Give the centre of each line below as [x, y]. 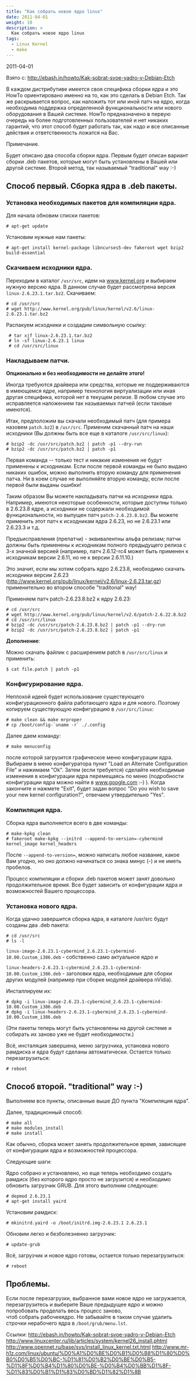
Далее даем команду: [34, 736]
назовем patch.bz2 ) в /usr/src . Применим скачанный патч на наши [90, 427]
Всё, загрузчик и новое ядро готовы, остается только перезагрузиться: [95, 1255]
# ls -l [15, 941]
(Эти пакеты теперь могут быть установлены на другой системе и [89, 1028]
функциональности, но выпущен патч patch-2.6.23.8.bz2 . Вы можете [92, 515]
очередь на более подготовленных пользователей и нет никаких [87, 120]
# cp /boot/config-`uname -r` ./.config [56, 725]
